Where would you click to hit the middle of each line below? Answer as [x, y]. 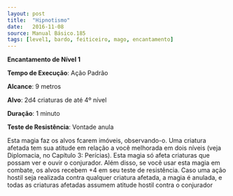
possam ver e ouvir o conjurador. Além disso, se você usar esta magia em [114, 163]
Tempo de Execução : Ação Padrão [58, 73]
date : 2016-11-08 [36, 27]
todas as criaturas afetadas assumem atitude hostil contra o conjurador [110, 185]
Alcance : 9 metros [34, 86]
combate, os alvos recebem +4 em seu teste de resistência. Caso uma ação [116, 170]
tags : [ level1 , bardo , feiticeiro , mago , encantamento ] [90, 40]
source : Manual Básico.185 [47, 33]
